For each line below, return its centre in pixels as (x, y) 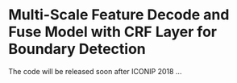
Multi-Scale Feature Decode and (119, 15)
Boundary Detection (77, 49)
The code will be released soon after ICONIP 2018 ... (95, 71)
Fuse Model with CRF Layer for (113, 32)
